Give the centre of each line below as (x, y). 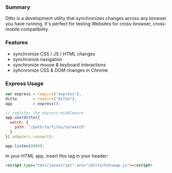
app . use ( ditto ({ (23, 118)
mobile (13, 29)
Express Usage (24, 83)
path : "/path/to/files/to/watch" (50, 127)
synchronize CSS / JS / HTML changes (54, 54)
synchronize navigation (37, 59)
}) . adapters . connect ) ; (30, 137)
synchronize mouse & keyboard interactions (59, 65)
